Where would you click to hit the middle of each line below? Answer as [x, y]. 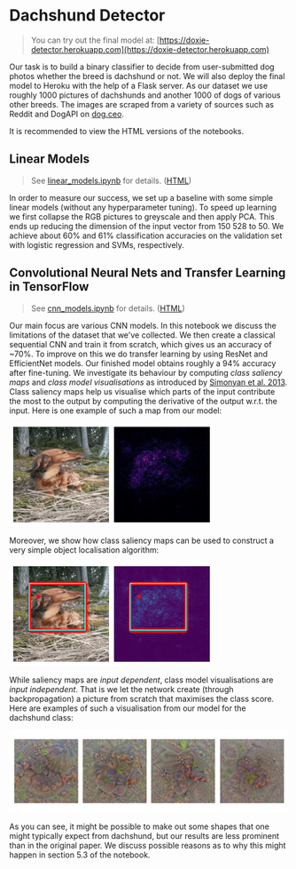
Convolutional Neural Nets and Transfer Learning [148, 273]
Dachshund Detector [87, 16]
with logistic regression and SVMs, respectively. [97, 244]
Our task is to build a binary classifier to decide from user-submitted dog [142, 67]
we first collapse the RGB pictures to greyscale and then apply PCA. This [142, 216]
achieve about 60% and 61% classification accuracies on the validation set [146, 235]
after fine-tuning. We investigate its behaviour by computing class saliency [146, 372]
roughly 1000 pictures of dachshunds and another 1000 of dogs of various [145, 95]
